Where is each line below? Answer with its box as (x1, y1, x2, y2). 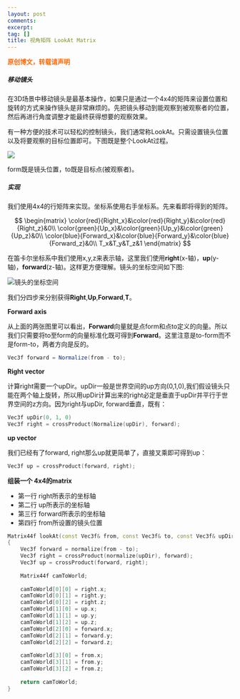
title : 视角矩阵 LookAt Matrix (7, 37, 96, 44)
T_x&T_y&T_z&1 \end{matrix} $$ (99, 239, 191, 248)
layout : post (7, 10, 46, 18)
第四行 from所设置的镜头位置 (17, 518, 103, 527)
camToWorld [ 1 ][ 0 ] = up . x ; (20, 605, 98, 613)
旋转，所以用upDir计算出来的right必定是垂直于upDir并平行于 (44, 391, 222, 399)
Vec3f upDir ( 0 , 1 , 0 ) (7, 413, 72, 421)
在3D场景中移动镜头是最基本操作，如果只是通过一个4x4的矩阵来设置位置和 (7, 94, 228, 104)
